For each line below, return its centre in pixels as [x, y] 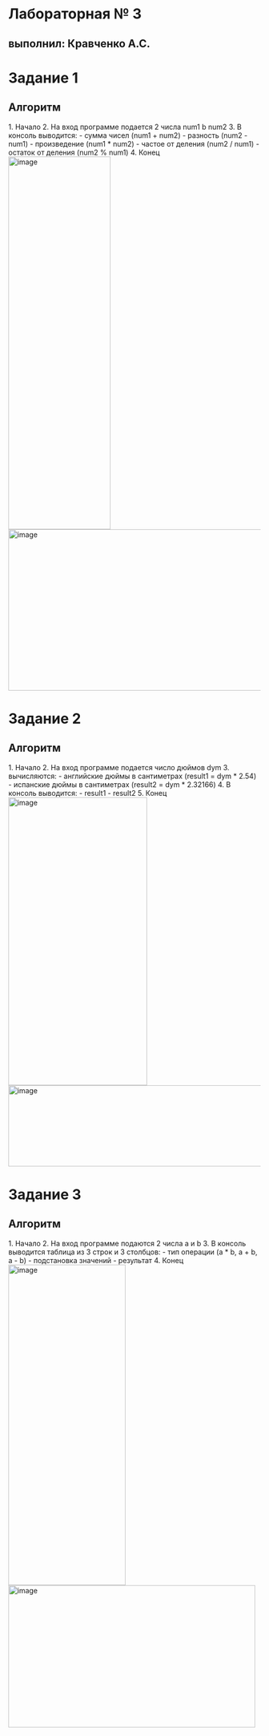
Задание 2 [45, 719]
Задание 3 [45, 1194]
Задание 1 [43, 78]
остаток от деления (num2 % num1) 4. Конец [84, 152]
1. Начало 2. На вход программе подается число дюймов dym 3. [119, 767]
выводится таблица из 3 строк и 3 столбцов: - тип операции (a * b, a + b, [133, 1252]
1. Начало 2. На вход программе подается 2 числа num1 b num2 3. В [125, 127]
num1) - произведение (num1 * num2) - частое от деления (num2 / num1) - [134, 143]
